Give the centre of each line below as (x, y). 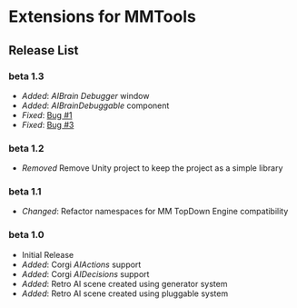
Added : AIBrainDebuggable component (95, 105)
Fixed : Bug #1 (47, 114)
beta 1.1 (25, 192)
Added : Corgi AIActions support (81, 264)
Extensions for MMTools (102, 17)
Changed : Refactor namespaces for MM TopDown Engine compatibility (155, 212)
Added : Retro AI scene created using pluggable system (125, 293)
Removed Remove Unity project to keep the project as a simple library (152, 168)
